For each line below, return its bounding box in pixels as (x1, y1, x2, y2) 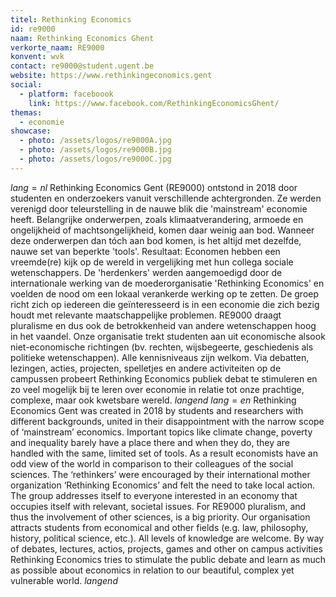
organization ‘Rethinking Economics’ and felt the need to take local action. (10, 479, 315, 491)
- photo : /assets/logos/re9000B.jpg (19, 145, 172, 155)
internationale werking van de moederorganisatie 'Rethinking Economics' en (10, 277, 325, 289)
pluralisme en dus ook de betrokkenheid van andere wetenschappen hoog (10, 319, 317, 331)
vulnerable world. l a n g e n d (10, 574, 118, 586)
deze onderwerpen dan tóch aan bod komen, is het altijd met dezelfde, (10, 234, 302, 246)
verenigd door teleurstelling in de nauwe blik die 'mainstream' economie (10, 202, 308, 215)
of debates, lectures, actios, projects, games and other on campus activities (10, 542, 323, 555)
